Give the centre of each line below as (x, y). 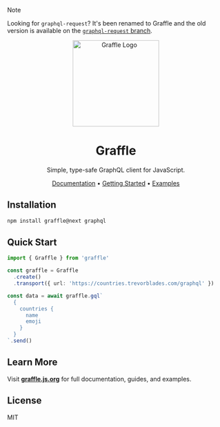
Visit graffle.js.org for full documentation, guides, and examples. (99, 379)
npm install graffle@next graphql (57, 221)
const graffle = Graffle (43, 271)
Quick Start (32, 242)
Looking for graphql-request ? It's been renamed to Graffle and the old (107, 23)
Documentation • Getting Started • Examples (116, 183)
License (24, 400)
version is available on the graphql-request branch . (80, 31)
